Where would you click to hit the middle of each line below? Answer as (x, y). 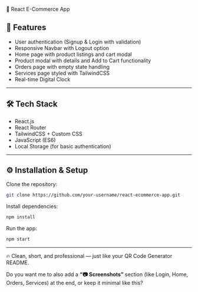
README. (18, 263)
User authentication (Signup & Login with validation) (78, 42)
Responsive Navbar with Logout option (62, 48)
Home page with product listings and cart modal (73, 54)
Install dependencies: (32, 207)
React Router (30, 127)
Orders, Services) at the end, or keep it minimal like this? (75, 283)
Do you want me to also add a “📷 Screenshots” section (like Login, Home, (97, 274)
